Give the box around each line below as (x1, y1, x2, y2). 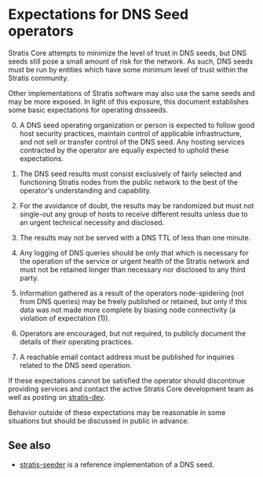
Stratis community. (8, 73, 69, 83)
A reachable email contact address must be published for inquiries (19, 352, 235, 361)
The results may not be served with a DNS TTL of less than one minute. (19, 233, 251, 242)
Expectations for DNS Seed (8, 6, 189, 24)
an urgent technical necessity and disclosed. (19, 218, 165, 227)
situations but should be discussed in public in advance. (8, 416, 190, 425)
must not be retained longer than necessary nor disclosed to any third (19, 265, 246, 274)
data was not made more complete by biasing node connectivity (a (19, 305, 236, 314)
